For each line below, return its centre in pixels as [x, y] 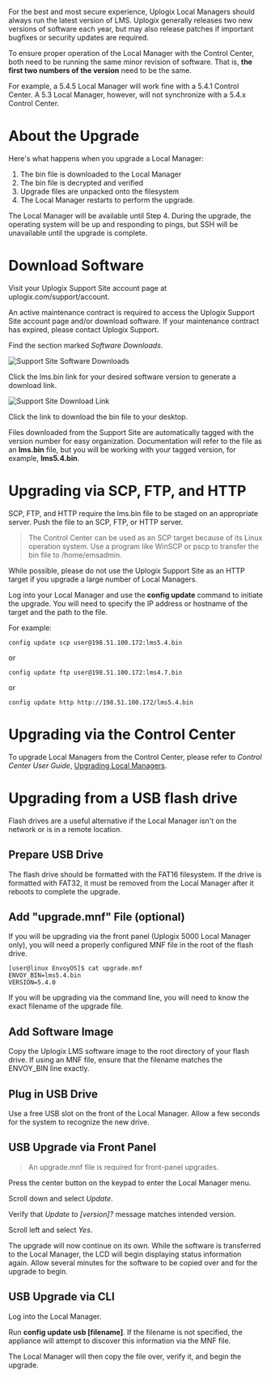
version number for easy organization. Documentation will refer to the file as [135, 441]
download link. [33, 385]
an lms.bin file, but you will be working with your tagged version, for [122, 450]
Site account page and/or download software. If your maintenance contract [134, 321]
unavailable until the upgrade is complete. [78, 233]
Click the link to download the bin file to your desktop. [98, 416]
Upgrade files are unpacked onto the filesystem [100, 191]
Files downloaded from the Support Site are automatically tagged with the [131, 432]
